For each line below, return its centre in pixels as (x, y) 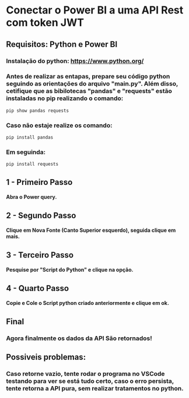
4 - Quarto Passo (37, 288)
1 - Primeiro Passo (39, 182)
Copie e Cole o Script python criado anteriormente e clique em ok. (87, 303)
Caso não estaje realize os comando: (59, 125)
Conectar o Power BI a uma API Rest (95, 10)
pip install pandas (30, 138)
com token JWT (45, 23)
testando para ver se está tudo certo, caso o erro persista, (90, 381)
